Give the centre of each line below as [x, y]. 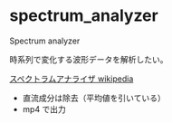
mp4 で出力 [44, 109]
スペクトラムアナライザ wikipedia [72, 79]
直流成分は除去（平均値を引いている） [94, 98]
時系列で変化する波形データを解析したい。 [89, 59]
